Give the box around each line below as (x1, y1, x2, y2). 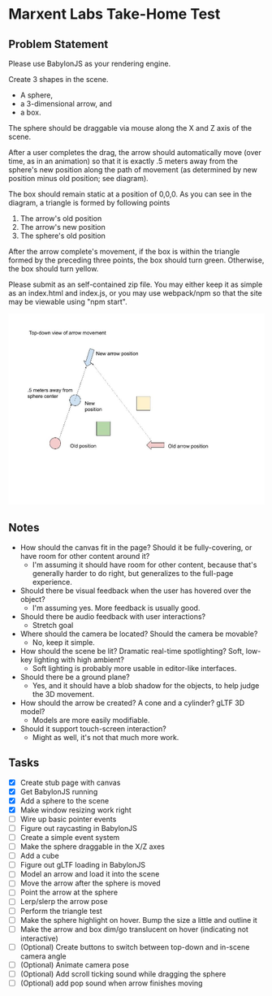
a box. (19, 107, 41, 117)
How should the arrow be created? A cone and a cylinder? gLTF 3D (19, 698, 245, 708)
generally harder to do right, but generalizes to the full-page (32, 568, 234, 578)
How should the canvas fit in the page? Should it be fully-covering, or (19, 542, 253, 552)
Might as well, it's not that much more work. (32, 732, 179, 742)
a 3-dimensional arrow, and (19, 99, 112, 108)
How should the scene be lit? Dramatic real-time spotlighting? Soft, (19, 646, 244, 656)
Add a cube (19, 851, 59, 861)
